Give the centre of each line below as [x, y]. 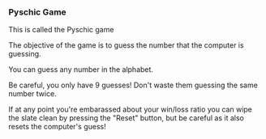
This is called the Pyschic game [61, 30]
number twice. [32, 94]
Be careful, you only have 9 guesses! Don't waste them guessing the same [133, 85]
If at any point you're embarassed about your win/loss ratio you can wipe [131, 110]
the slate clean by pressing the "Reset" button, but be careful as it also [127, 118]
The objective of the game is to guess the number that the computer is [127, 45]
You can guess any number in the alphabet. [81, 69]
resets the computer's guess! [58, 127]
